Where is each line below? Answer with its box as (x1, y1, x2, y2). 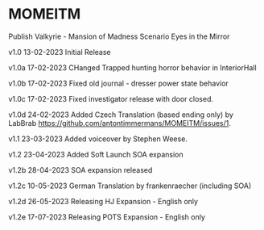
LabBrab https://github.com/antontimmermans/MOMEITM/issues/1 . (8, 118, 232, 128)
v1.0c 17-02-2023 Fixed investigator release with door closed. (8, 94, 214, 103)
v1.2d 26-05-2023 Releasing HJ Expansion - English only (8, 196, 199, 206)
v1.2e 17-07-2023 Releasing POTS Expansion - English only (8, 211, 205, 222)
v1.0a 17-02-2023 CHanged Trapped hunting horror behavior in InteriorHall (8, 62, 257, 73)
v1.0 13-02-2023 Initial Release (8, 47, 111, 56)
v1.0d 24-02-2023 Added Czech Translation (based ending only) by (8, 110, 233, 119)
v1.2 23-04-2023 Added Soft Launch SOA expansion (8, 149, 184, 159)
